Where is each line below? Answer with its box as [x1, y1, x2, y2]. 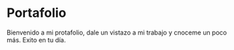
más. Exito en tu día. [6, 35, 66, 44]
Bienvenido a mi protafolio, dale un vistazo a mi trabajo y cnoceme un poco [6, 28, 227, 37]
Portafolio [6, 5, 67, 21]
